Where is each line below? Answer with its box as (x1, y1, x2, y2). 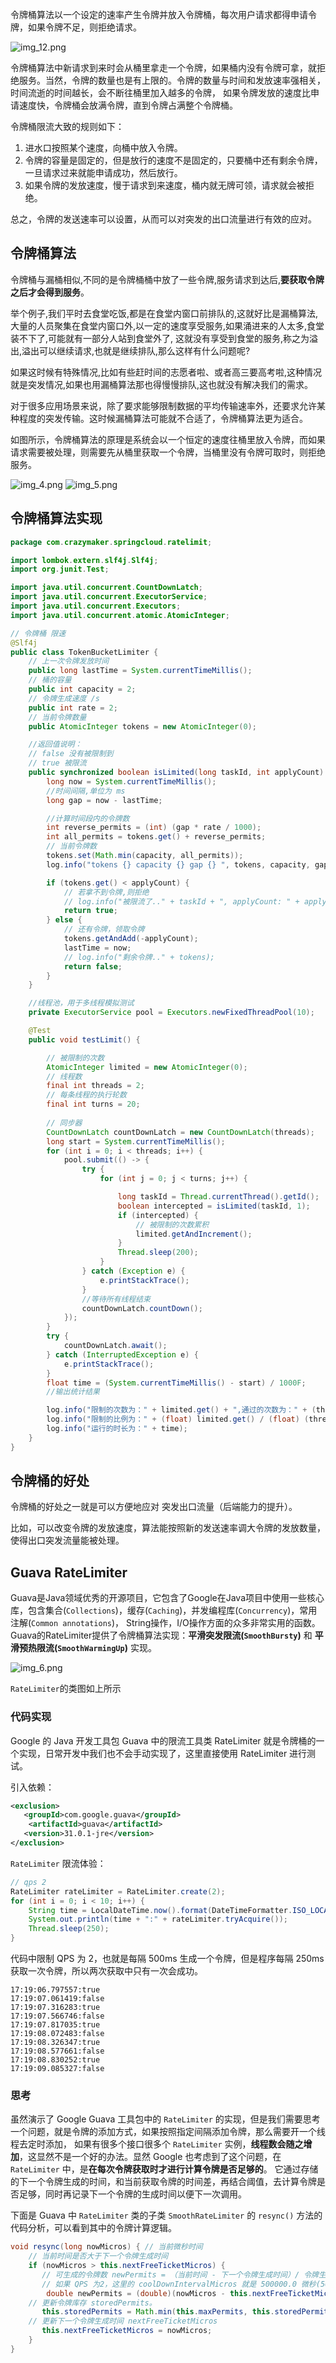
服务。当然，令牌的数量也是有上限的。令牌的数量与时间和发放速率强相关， (18, 74, 326, 86)
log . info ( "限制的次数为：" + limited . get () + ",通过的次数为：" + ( (46, 1405, 317, 1415)
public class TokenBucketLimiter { (10, 647, 159, 657)
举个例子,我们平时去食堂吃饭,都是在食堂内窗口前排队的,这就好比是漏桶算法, (10, 307, 319, 319)
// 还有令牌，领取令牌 (63, 924, 145, 935)
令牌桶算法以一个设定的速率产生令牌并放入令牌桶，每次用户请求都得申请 (10, 9, 308, 20)
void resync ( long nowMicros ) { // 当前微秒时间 (10, 2242, 203, 2252)
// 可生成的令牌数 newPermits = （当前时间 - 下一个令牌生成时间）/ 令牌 (41, 2269, 319, 2280)
